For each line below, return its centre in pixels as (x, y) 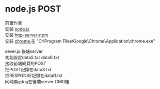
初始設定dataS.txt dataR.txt (32, 57)
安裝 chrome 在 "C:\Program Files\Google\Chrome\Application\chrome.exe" (80, 41)
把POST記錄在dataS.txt (28, 69)
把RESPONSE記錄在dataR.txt (34, 75)
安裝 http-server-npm (27, 35)
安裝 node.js (17, 29)
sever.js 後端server (24, 51)
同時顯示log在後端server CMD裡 (37, 81)
